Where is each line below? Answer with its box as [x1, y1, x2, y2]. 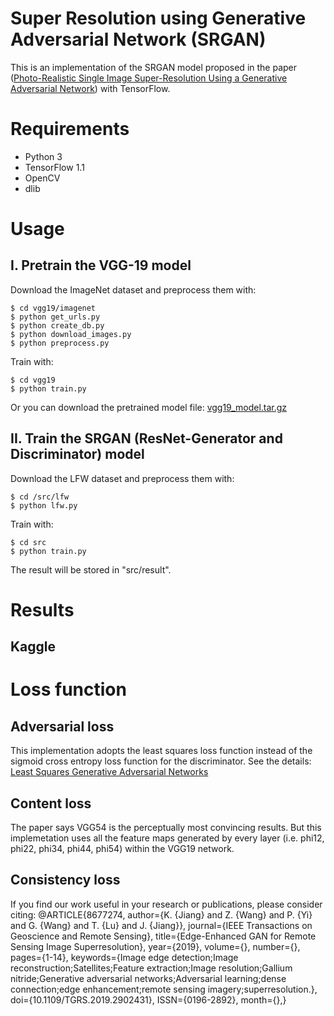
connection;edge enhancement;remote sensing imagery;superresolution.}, [10, 983, 318, 995]
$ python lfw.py [10, 500, 78, 511]
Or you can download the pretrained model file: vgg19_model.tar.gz [10, 401, 288, 413]
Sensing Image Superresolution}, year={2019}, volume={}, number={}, [10, 940, 301, 952]
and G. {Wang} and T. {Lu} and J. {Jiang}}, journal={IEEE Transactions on [10, 919, 313, 931]
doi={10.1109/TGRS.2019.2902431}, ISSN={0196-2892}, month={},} [10, 993, 287, 1006]
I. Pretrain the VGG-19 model [10, 257, 192, 274]
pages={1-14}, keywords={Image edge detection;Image [10, 951, 239, 963]
